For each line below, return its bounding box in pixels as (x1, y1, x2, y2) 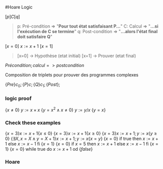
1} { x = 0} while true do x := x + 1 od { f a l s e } (5, 146, 93, 152)
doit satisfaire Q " (17, 34, 53, 39)
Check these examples (5, 119, 61, 126)
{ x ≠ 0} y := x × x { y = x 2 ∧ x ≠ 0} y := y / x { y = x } (5, 106, 106, 113)
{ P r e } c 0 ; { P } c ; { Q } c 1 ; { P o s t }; (5, 81, 60, 88)
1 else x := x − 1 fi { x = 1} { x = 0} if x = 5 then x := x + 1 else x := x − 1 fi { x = (5, 141, 159, 147)
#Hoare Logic (5, 4, 33, 10)
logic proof (5, 95, 32, 101)
